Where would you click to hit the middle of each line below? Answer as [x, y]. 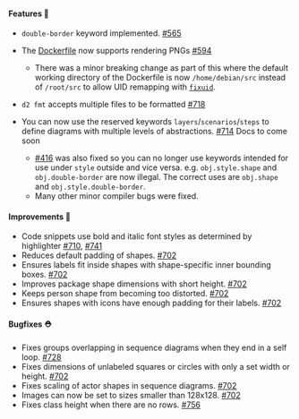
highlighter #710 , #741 [62, 246]
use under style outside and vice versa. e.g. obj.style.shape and [156, 167]
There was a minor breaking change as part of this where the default [161, 68]
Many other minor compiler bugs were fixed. [116, 196]
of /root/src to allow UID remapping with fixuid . [125, 87]
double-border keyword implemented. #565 [101, 33]
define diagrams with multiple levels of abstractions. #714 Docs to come [154, 132]
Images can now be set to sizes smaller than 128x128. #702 [131, 395]
